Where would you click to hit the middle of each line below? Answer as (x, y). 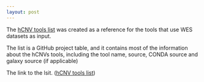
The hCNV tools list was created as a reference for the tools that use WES (100, 29)
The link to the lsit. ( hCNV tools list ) (51, 73)
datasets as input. (29, 36)
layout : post (23, 12)
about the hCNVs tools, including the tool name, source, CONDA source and (102, 54)
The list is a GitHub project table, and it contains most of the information (97, 48)
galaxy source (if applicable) (42, 61)
